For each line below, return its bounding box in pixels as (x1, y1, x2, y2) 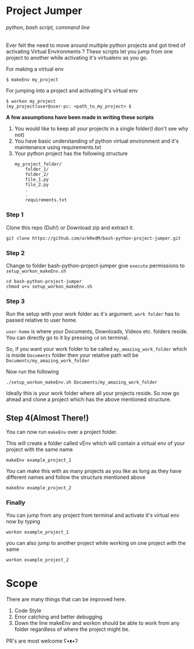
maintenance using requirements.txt (14, 144, 101, 151)
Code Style (14, 607, 42, 615)
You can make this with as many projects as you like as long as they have (6, 468, 182, 475)
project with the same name (6, 446, 73, 453)
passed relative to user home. (6, 317, 77, 324)
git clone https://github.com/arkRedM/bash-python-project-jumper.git (6, 235, 181, 241)
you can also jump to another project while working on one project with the (6, 540, 186, 547)
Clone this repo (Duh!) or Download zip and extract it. (6, 224, 135, 231)
